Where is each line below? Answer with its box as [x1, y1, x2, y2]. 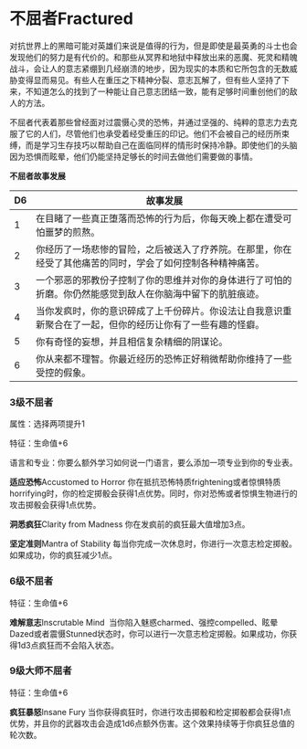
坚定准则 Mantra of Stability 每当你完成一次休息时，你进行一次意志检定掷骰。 [9, 538, 297, 549]
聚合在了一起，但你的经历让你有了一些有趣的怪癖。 [44, 318, 265, 331]
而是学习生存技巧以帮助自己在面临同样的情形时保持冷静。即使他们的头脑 [25, 139, 298, 151]
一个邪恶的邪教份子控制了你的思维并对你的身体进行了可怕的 [35, 273, 292, 286]
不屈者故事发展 [9, 170, 66, 181]
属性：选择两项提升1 [9, 418, 85, 429]
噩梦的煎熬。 [44, 226, 101, 238]
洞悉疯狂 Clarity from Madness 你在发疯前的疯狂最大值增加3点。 [9, 519, 250, 530]
